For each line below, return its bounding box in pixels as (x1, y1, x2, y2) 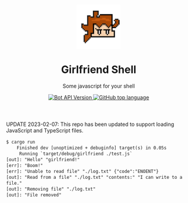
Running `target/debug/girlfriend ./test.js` (19, 151, 133, 157)
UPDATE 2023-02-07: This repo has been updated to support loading (6, 121, 174, 128)
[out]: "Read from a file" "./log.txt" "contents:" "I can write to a (6, 174, 183, 180)
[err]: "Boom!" (6, 162, 43, 168)
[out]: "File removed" (6, 192, 62, 198)
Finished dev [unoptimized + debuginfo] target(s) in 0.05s (16, 145, 167, 151)
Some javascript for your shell (62, 82, 135, 89)
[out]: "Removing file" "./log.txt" (6, 186, 96, 192)
